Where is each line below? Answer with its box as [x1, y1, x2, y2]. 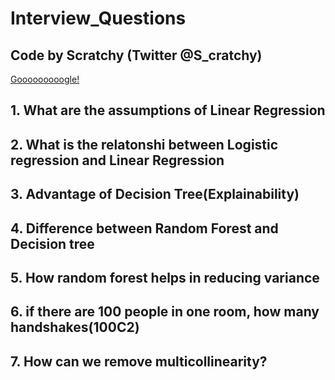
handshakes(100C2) [10, 319, 140, 336]
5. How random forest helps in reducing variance [10, 269, 320, 286]
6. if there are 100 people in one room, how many [10, 303, 320, 321]
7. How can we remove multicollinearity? [10, 353, 268, 370]
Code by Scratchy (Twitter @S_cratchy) [10, 47, 263, 64]
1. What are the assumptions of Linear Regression [10, 102, 326, 119]
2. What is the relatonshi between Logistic [10, 136, 279, 153]
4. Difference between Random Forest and [10, 220, 279, 237]
